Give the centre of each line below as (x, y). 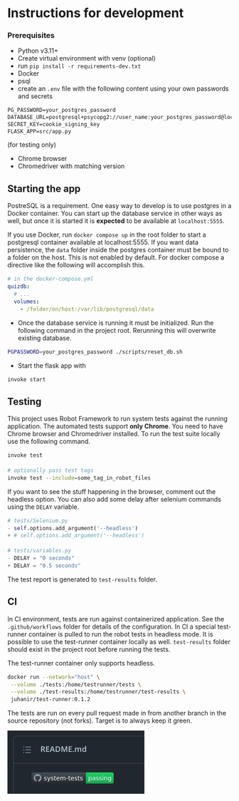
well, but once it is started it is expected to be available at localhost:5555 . (116, 221)
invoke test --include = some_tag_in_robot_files (79, 478)
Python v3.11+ (38, 51)
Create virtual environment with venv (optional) (87, 58)
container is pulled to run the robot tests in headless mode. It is (121, 634)
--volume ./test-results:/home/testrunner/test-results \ (98, 692)
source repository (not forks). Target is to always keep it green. (100, 720)
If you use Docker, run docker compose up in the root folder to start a (107, 235)
